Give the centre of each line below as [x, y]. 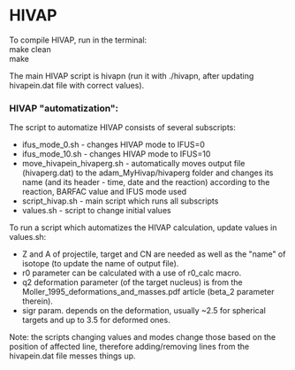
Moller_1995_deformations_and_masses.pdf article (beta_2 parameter [148, 292]
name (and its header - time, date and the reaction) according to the [146, 182]
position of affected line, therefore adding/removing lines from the [129, 347]
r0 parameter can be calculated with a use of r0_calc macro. [132, 273]
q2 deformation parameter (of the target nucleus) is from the [132, 282]
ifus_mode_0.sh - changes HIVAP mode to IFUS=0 [113, 145]
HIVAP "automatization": [64, 108]
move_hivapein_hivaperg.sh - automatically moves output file [133, 164]
